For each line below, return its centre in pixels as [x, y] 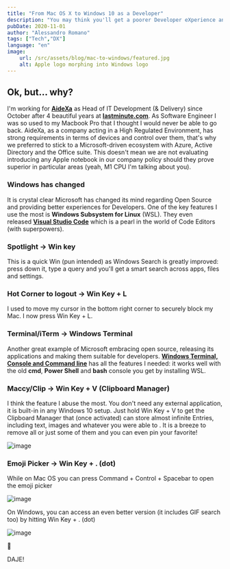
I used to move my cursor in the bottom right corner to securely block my [110, 308]
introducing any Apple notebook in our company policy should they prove [111, 160]
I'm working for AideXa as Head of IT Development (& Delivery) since [105, 109]
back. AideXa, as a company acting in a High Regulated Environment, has [110, 130]
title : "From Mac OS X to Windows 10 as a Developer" [86, 13]
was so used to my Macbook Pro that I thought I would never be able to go [112, 123]
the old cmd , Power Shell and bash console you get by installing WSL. [107, 370]
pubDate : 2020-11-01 [37, 26]
